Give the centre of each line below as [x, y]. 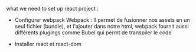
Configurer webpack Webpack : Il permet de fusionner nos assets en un [102, 20]
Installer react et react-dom [48, 44]
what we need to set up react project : [52, 9]
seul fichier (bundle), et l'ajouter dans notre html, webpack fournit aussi [102, 26]
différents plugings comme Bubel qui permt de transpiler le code [93, 32]
